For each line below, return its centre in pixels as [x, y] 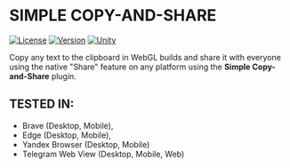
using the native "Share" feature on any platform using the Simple [130, 67]
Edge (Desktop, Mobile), [66, 135]
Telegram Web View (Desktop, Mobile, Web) [103, 154]
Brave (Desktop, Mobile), [68, 125]
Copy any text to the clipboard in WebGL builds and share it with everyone [145, 57]
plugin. [64, 76]
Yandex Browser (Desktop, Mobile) [86, 144]
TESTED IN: [42, 104]
